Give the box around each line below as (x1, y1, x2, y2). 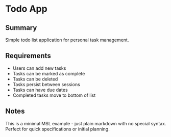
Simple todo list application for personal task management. (5, 37, 129, 43)
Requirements (5, 51, 51, 60)
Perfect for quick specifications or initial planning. (5, 126, 110, 132)
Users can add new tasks (12, 65, 66, 71)
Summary (5, 23, 37, 32)
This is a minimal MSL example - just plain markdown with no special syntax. (5, 120, 166, 126)
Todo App (5, 3, 47, 15)
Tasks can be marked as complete (12, 70, 85, 76)
